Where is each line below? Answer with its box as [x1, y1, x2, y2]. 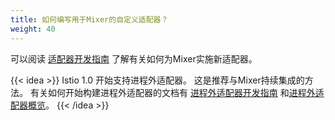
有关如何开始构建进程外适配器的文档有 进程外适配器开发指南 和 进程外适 [29, 86, 325, 98]
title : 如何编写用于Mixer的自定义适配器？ [10, 14, 169, 25]
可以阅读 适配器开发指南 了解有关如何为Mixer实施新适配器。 [10, 52, 258, 65]
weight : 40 [10, 24, 56, 34]
